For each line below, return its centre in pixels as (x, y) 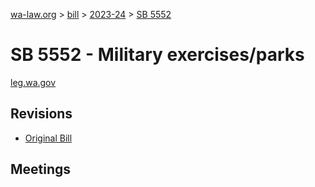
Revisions (41, 114)
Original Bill (48, 138)
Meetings (41, 169)
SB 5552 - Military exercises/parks (157, 55)
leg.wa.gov (33, 82)
